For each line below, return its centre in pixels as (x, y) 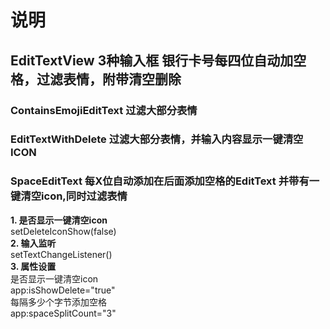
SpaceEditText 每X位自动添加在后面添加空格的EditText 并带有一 (165, 181)
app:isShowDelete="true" (63, 290)
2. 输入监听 (33, 243)
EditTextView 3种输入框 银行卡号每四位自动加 (152, 60)
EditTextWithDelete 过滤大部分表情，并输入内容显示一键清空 (157, 139)
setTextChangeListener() (61, 254)
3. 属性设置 (33, 266)
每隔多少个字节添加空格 (58, 302)
